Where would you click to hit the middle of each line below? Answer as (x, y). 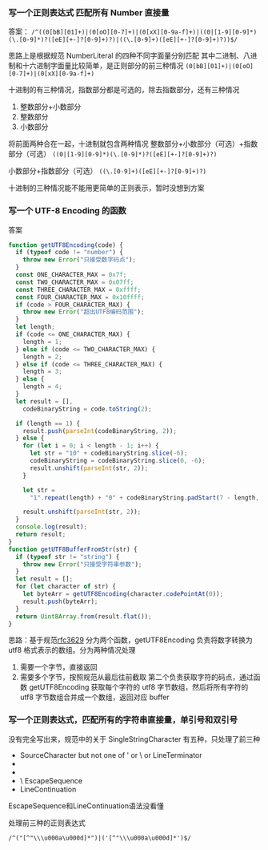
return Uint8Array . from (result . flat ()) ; (84, 616)
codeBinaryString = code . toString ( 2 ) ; (87, 409)
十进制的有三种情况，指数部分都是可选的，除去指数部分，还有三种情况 (124, 90)
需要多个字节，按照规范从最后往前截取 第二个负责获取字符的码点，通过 (136, 677)
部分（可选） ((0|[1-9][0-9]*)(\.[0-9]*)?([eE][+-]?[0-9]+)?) (113, 154)
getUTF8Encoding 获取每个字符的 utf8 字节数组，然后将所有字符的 (139, 687)
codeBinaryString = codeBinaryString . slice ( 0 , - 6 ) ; (117, 461)
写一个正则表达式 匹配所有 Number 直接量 (89, 12)
